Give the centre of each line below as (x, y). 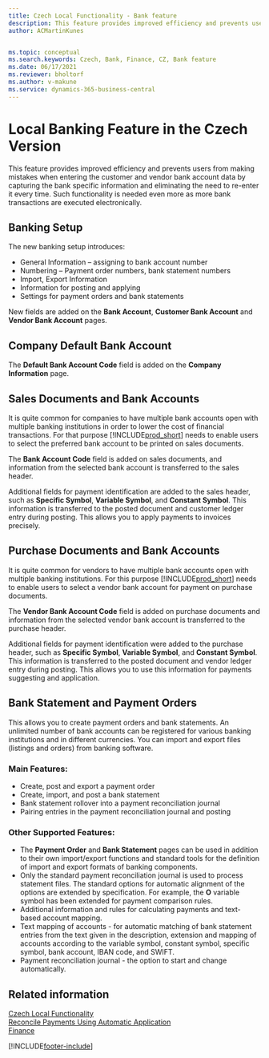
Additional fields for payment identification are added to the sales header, (129, 491)
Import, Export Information (64, 279)
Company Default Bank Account (90, 345)
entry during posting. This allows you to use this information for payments (130, 669)
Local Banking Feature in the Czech (128, 129)
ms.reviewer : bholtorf (46, 75)
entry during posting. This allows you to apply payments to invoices (120, 517)
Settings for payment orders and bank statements (102, 297)
